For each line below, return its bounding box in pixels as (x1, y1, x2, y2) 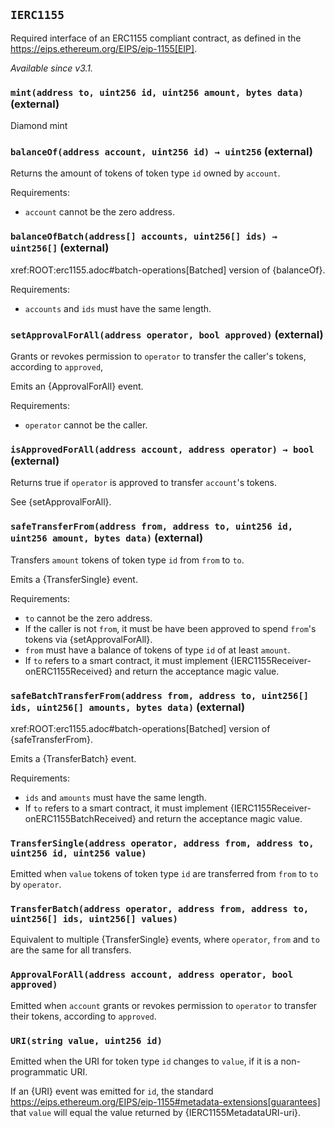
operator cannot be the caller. (24, 419, 148, 431)
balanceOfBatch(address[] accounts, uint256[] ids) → (10, 231, 278, 243)
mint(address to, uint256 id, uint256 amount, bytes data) (10, 87, 304, 98)
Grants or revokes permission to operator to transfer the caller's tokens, (10, 350, 307, 362)
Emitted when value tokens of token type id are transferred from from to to (10, 868, 319, 880)
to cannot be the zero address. (24, 612, 153, 624)
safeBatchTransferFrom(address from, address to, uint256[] (10, 690, 310, 701)
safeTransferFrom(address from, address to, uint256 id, (10, 521, 294, 533)
